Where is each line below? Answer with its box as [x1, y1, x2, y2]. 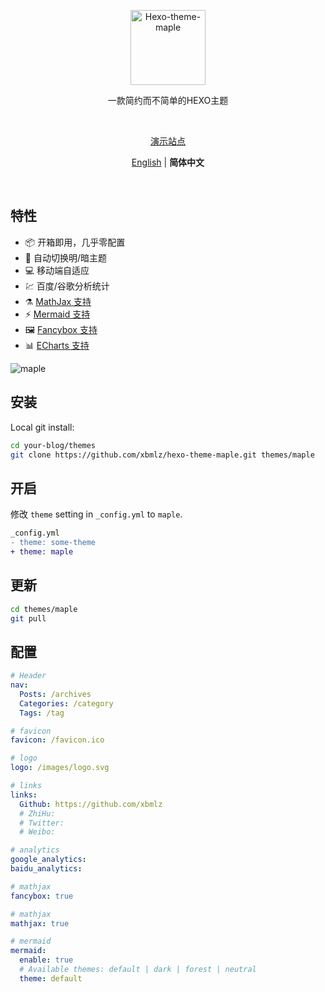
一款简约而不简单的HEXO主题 [107, 95, 229, 106]
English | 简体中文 [131, 156, 205, 168]
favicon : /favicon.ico [10, 735, 105, 745]
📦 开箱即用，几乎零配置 [24, 236, 126, 248]
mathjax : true [10, 918, 70, 929]
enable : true [19, 955, 74, 965]
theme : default [19, 973, 83, 984]
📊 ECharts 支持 [24, 339, 90, 351]
